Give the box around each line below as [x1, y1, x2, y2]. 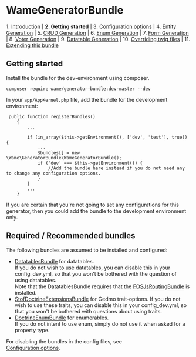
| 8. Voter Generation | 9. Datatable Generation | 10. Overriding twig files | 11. [6, 35, 191, 42]
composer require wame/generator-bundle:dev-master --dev [6, 86, 151, 92]
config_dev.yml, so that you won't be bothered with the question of [14, 270, 177, 277]
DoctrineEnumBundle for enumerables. [14, 314, 109, 321]
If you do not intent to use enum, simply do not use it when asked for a [14, 320, 185, 327]
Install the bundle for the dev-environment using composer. [6, 74, 150, 81]
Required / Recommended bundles [6, 231, 136, 241]
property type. [14, 326, 50, 333]
